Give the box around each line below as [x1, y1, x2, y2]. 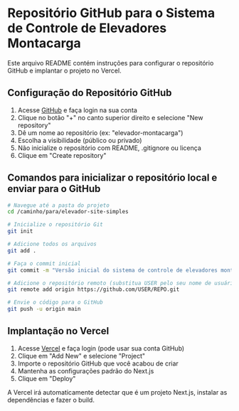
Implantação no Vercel [7, 325, 110, 337]
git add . [7, 247, 37, 254]
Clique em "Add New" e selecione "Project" [17, 351, 146, 360]
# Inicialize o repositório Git [7, 221, 103, 228]
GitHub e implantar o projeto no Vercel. [7, 66, 122, 75]
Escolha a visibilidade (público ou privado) [17, 136, 142, 144]
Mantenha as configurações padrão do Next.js [17, 366, 154, 375]
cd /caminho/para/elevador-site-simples [7, 208, 129, 215]
